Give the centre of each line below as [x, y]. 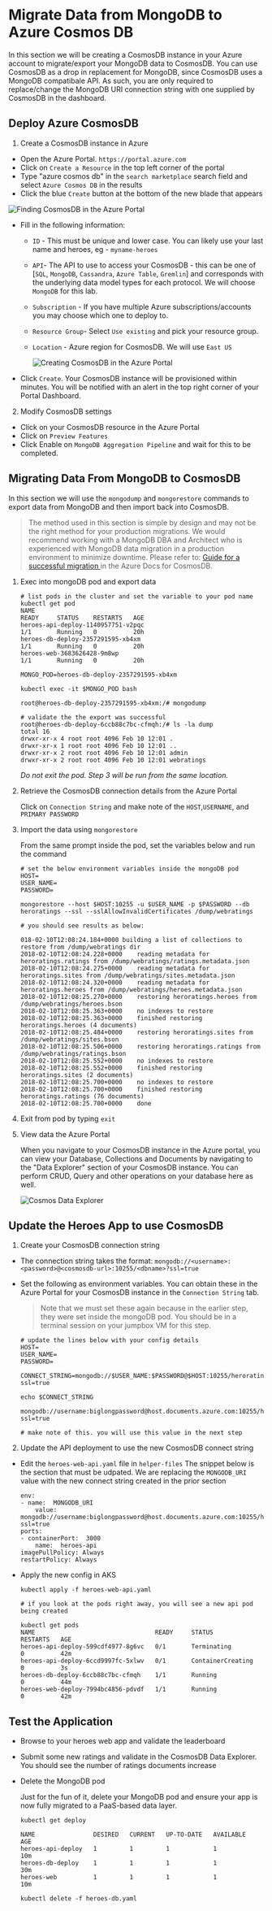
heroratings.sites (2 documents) [77, 1075]
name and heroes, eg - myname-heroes [95, 249]
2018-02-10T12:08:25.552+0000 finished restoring [111, 1068]
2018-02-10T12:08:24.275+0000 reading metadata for [115, 968]
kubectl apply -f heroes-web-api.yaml [86, 1590]
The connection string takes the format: [86, 1261]
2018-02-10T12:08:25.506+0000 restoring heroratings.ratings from [140, 1046]
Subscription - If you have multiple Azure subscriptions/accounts [142, 306]
